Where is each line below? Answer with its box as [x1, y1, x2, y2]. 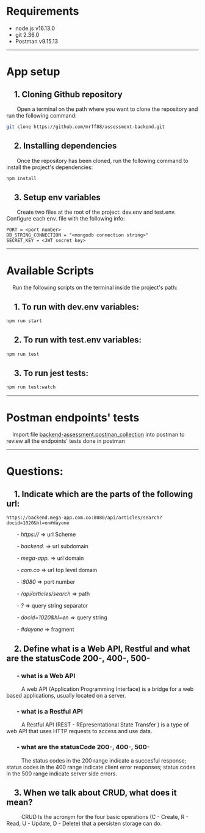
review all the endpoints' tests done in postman [6, 437, 125, 445]
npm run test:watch [6, 384, 56, 390]
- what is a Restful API [16, 707, 84, 715]
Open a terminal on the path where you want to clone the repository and [16, 105, 198, 113]
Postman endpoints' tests [6, 410, 140, 424]
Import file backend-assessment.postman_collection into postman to [12, 431, 185, 439]
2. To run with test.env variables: [13, 335, 142, 345]
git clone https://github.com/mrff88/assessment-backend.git [6, 124, 165, 130]
